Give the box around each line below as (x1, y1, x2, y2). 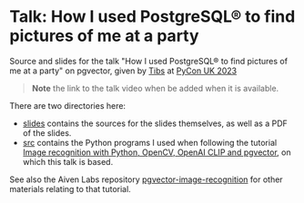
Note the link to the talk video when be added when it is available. (31, 82, 279, 93)
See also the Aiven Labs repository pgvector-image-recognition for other (9, 174, 284, 185)
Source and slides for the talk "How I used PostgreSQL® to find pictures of (9, 55, 289, 66)
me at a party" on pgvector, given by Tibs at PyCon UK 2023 (9, 65, 238, 76)
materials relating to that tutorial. (9, 183, 132, 194)
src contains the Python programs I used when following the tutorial (22, 137, 278, 148)
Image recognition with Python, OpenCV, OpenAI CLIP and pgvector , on (22, 147, 291, 158)
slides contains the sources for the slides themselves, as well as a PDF (22, 118, 289, 129)
